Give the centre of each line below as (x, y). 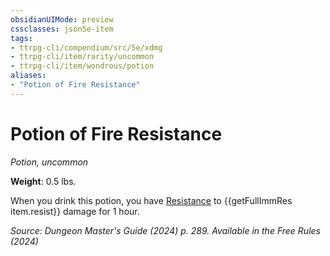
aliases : (28, 76)
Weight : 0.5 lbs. (43, 181)
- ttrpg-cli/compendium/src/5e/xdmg (86, 47)
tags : (21, 38)
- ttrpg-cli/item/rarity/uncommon (82, 57)
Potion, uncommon (49, 162)
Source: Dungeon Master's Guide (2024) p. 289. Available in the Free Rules (165, 230)
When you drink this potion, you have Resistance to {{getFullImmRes (151, 200)
